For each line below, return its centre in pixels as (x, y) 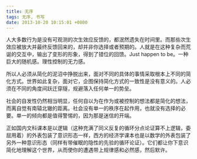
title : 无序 (20, 11)
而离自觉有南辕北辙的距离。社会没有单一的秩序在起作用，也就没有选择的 (93, 108)
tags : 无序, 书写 (26, 17)
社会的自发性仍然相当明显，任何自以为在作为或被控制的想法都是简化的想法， (98, 101)
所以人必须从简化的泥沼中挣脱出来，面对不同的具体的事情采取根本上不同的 (96, 74)
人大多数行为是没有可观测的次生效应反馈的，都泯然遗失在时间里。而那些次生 (98, 40)
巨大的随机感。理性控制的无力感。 (47, 61)
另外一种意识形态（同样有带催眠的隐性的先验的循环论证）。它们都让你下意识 (97, 143)
